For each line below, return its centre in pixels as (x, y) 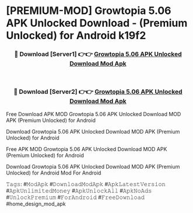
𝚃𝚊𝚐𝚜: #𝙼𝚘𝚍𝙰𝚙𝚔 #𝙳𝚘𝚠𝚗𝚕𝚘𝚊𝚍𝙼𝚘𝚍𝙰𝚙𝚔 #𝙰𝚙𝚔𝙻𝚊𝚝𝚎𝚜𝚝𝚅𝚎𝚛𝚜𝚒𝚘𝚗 (86, 184)
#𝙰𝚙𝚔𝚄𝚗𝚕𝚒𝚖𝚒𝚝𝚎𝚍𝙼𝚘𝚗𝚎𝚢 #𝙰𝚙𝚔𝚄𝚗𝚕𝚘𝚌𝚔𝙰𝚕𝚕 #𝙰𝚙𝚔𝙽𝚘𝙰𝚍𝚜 (79, 190)
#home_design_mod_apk (36, 204)
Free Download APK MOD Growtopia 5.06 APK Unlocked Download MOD (94, 114)
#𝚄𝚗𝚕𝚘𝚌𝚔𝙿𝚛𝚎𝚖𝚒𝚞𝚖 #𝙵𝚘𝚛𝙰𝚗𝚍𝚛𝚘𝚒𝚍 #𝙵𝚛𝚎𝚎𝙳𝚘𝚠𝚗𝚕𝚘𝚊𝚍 (75, 197)
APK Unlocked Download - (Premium (97, 23)
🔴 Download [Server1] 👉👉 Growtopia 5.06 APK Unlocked (98, 54)
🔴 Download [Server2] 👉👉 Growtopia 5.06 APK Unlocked (98, 92)
